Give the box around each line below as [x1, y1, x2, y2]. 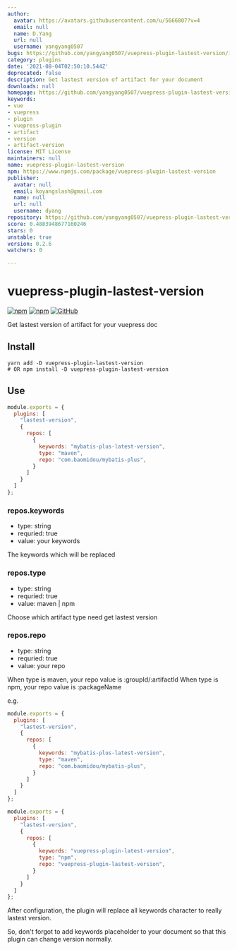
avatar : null [13, 181, 52, 188]
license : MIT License [7, 148, 71, 155]
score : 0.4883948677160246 [7, 220, 87, 227]
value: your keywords [17, 537, 80, 545]
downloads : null [7, 83, 55, 90]
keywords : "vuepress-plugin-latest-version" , [38, 848, 175, 855]
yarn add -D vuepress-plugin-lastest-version [7, 360, 143, 367]
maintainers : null [7, 155, 61, 162]
